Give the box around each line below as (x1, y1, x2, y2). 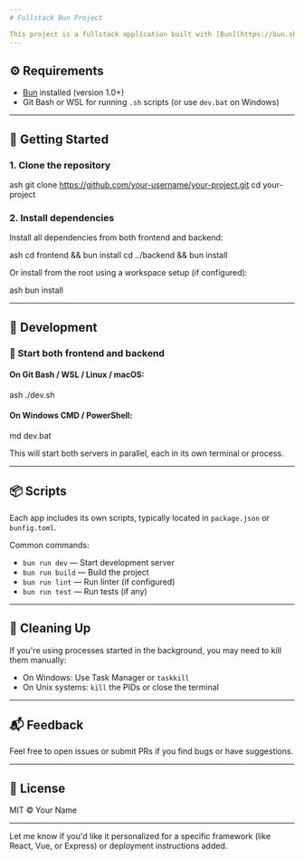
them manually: (9, 654, 67, 665)
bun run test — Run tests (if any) (22, 585, 147, 596)
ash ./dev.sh (9, 389, 55, 400)
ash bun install (9, 285, 63, 295)
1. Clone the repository (9, 159, 111, 171)
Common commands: (9, 539, 90, 550)
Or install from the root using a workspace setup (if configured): (9, 267, 248, 278)
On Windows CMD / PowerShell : (9, 410, 133, 421)
